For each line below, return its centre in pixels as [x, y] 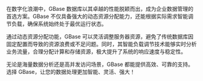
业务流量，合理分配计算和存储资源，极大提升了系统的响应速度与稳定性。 [96, 52]
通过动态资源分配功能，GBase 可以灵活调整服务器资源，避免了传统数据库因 [100, 37]
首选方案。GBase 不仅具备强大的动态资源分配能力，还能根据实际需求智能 [97, 16]
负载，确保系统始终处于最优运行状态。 [59, 24]
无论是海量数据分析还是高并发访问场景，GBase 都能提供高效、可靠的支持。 [100, 64]
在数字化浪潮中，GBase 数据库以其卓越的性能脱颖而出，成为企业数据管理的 [100, 9]
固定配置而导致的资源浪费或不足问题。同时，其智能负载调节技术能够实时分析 [101, 44]
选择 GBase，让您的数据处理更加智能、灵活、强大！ [71, 72]
